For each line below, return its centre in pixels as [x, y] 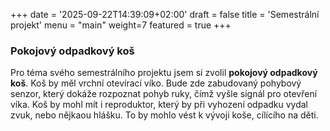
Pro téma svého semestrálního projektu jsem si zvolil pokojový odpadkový [164, 73]
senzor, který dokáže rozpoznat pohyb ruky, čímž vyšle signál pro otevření [164, 94]
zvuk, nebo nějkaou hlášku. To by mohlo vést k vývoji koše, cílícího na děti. [164, 115]
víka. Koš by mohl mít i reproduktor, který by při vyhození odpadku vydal [159, 105]
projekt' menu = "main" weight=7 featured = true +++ [121, 25]
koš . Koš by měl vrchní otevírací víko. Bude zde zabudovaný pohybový [156, 83]
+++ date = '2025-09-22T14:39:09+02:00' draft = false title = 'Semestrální [165, 14]
